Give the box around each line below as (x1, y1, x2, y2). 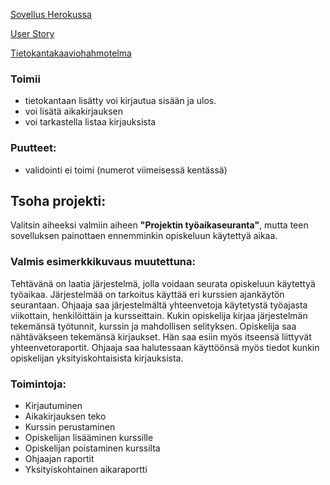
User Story (10, 28, 55, 39)
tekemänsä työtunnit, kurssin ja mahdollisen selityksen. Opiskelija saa (10, 320, 297, 332)
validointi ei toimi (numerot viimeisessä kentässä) (24, 164, 228, 176)
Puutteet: (10, 141, 57, 155)
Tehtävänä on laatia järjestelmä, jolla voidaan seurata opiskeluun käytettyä (10, 277, 316, 289)
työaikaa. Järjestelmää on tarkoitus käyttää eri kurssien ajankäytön (10, 288, 285, 300)
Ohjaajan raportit (24, 453, 95, 464)
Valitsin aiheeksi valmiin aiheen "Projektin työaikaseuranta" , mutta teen (10, 219, 309, 231)
